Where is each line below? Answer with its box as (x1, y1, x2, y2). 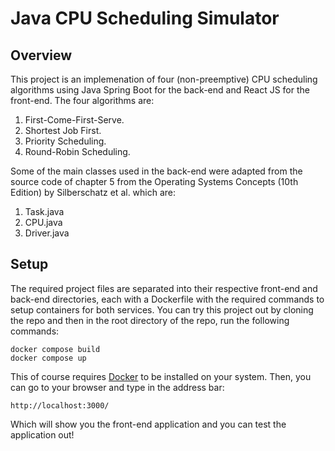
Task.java (24, 206, 65, 217)
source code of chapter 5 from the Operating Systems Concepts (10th (10, 176, 299, 187)
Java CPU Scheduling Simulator (10, 7, 280, 30)
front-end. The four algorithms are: (10, 95, 155, 106)
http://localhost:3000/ (10, 400, 110, 411)
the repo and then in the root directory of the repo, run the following (10, 314, 290, 326)
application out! (10, 428, 75, 441)
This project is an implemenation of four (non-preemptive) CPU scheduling (10, 73, 318, 85)
